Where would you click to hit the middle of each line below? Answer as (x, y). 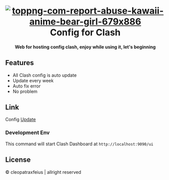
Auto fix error (27, 86)
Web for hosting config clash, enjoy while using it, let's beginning (85, 47)
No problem (25, 91)
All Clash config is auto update (45, 75)
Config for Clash (85, 33)
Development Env (27, 133)
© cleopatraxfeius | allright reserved (43, 172)
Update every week (33, 80)
